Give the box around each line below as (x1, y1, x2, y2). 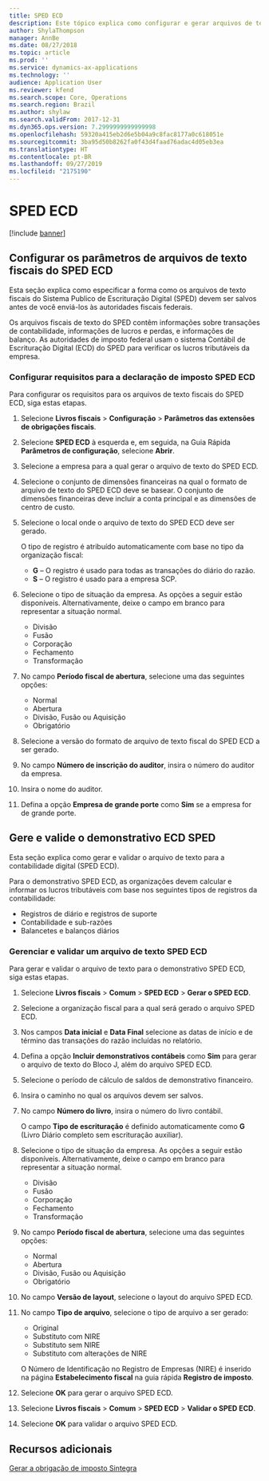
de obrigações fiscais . (20, 422, 97, 432)
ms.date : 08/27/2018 (9, 42, 78, 49)
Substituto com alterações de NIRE (32, 1348, 148, 1358)
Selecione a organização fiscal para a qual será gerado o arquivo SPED (20, 1004, 255, 1013)
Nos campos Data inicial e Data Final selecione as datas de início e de (20, 1028, 254, 1037)
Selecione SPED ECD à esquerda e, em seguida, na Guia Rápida (20, 438, 231, 447)
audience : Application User (9, 78, 103, 86)
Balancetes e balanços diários (20, 925, 120, 935)
